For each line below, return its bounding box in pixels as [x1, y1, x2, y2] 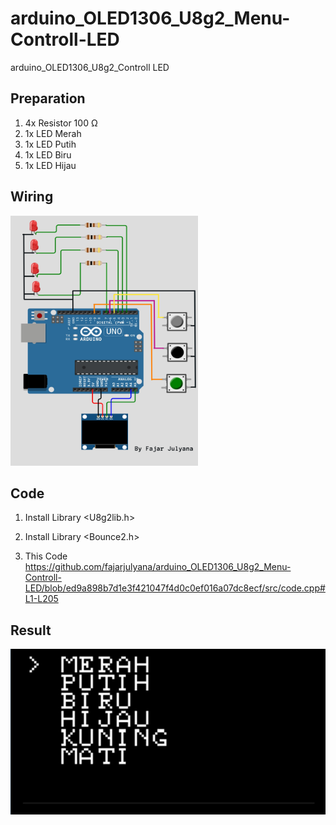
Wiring [10, 188, 54, 206]
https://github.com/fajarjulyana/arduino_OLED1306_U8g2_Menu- [24, 561, 292, 573]
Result [10, 622, 52, 639]
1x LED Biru [24, 148, 72, 161]
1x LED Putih [24, 138, 77, 150]
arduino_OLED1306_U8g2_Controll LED [10, 61, 170, 73]
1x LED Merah [24, 127, 82, 139]
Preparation [10, 90, 86, 107]
